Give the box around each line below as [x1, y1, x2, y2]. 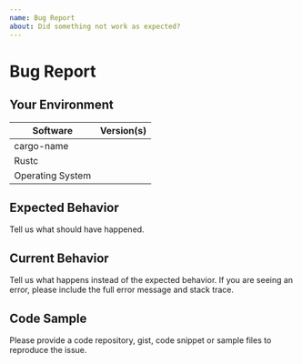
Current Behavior [9, 250, 109, 266]
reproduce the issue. [9, 344, 87, 355]
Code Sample [9, 310, 87, 326]
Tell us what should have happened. [9, 224, 145, 235]
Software [32, 124, 73, 136]
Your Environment [9, 97, 114, 113]
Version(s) [99, 124, 147, 136]
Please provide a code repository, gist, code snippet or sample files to [9, 334, 272, 346]
